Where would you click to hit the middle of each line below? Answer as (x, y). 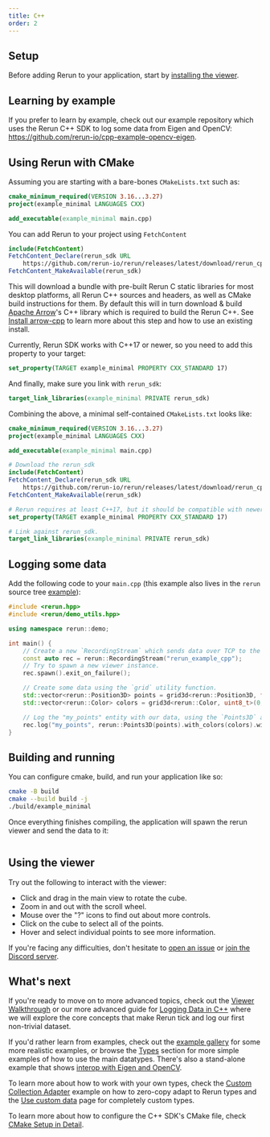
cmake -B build (34, 792)
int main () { (30, 643)
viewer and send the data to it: (59, 830)
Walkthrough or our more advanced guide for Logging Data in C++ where (130, 1009)
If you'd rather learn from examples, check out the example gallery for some (135, 1042)
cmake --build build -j (48, 799)
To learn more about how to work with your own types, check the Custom (130, 1083)
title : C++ (27, 16)
